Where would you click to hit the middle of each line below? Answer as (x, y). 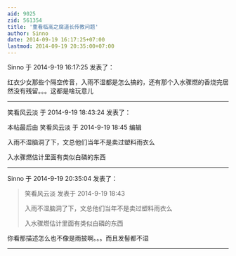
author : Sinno (28, 33)
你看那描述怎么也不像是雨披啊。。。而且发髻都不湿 (78, 238)
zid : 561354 (25, 20)
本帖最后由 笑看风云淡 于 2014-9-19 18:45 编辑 (74, 127)
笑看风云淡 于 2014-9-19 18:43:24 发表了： (69, 112)
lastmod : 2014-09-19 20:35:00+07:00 (61, 46)
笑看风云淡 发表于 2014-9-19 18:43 (74, 193)
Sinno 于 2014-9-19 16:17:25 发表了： (61, 67)
